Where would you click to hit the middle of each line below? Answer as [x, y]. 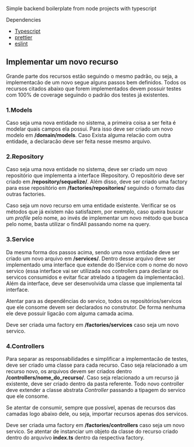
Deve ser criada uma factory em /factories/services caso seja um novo [93, 325]
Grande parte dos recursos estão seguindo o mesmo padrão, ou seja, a [92, 76]
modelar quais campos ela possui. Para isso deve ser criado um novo [90, 129]
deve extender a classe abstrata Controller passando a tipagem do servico [96, 390]
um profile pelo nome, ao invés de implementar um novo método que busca [97, 218]
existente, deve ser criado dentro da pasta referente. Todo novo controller [95, 384]
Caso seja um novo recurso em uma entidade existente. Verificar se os [91, 206]
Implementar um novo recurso [62, 62]
